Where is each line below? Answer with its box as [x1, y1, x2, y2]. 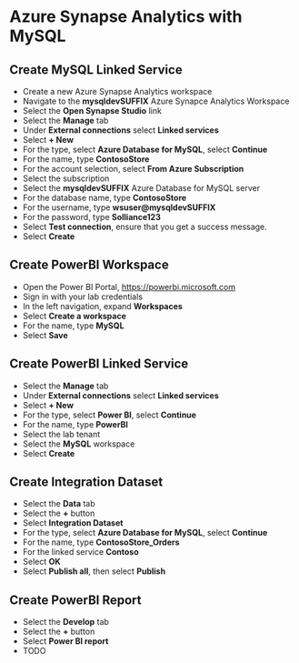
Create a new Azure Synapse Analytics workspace [22, 86, 213, 96]
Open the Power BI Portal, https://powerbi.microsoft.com [22, 281, 236, 292]
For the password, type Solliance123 [22, 212, 161, 222]
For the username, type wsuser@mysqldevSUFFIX [22, 202, 216, 213]
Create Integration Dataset [9, 475, 164, 490]
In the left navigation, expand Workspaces [22, 300, 184, 311]
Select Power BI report [22, 636, 109, 647]
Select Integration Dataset [22, 517, 124, 528]
